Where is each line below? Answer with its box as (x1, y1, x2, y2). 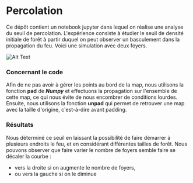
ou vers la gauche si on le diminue (14, 170, 97, 177)
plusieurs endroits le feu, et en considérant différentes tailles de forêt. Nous (6, 140, 188, 147)
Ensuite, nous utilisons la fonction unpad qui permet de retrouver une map (6, 100, 185, 107)
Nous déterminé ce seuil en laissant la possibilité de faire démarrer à (6, 134, 171, 141)
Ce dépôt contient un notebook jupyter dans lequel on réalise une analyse (6, 23, 184, 30)
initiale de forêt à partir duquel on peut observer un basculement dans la (6, 36, 180, 43)
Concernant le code (6, 68, 63, 76)
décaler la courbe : (6, 153, 51, 160)
